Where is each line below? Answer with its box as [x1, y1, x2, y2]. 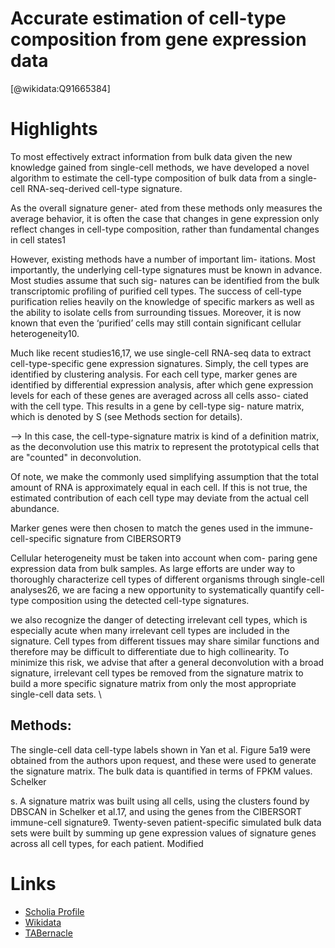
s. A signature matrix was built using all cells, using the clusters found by [10, 795, 310, 807]
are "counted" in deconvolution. [10, 451, 142, 463]
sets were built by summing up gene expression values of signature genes [10, 827, 317, 839]
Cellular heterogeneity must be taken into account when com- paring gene [10, 552, 318, 564]
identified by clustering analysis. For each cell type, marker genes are [10, 368, 298, 380]
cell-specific [10, 532, 62, 544]
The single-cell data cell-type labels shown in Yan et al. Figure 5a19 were [10, 743, 311, 756]
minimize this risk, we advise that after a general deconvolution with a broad [10, 656, 325, 668]
